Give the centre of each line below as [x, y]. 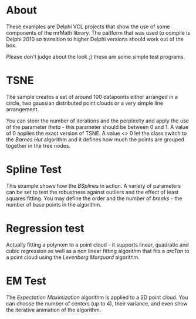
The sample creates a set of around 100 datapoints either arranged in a [92, 97]
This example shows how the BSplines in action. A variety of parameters [94, 185]
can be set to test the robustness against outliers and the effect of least [92, 192]
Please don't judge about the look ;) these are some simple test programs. [96, 57]
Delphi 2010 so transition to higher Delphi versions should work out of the [95, 39]
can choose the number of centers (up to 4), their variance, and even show [97, 303]
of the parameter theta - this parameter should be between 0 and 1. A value [97, 127]
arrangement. [23, 109]
